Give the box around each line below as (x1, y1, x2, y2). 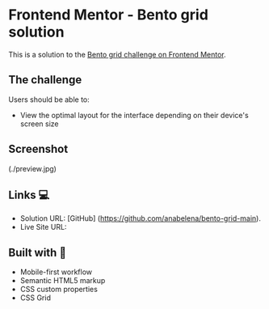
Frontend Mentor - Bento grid (8, 6, 208, 24)
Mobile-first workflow (19, 267, 93, 277)
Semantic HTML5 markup (19, 276, 106, 286)
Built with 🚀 (8, 245, 67, 260)
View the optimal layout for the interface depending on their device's (19, 110, 249, 120)
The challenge (8, 73, 82, 87)
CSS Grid (19, 293, 51, 303)
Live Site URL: (19, 222, 67, 232)
